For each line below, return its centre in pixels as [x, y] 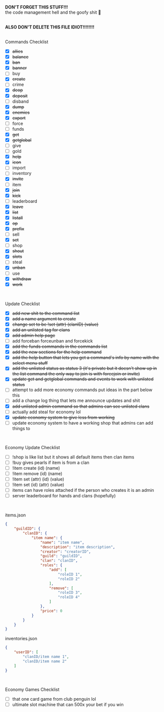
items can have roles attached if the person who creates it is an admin [83, 490]
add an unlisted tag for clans [41, 330]
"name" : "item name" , [62, 542]
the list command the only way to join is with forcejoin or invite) [76, 374]
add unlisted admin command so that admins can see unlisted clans [81, 406]
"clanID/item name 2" [45, 661]
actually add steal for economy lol [46, 412]
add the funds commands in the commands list [60, 346]
